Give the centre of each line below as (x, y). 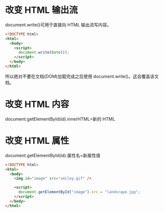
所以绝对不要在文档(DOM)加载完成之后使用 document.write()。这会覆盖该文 (82, 76)
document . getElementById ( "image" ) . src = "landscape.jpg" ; (79, 192)
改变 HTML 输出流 (41, 10)
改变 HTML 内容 (37, 105)
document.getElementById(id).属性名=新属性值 (53, 155)
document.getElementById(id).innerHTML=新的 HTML (60, 119)
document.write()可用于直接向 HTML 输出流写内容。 (58, 25)
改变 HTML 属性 (37, 141)
